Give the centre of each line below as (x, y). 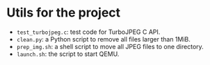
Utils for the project (64, 13)
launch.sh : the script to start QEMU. (68, 54)
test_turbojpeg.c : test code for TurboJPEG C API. (88, 32)
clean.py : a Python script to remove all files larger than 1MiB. (103, 39)
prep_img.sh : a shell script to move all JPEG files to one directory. (110, 46)
